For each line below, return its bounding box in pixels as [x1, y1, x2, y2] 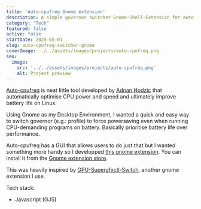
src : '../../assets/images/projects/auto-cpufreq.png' [17, 64, 157, 71]
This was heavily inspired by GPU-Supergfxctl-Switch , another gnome [6, 166, 179, 174]
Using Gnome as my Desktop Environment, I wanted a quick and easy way [6, 111, 190, 118]
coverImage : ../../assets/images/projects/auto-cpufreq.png [6, 48, 160, 54]
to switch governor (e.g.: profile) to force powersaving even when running [6, 118, 188, 125]
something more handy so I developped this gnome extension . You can [6, 148, 181, 156]
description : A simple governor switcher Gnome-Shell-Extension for [6, 14, 181, 20]
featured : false [6, 25, 47, 32]
